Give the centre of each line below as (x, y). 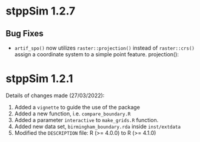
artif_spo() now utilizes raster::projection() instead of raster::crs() (105, 48)
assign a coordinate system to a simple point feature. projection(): (97, 54)
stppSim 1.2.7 (41, 11)
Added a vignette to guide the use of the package (77, 107)
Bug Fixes (25, 34)
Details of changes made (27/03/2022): (55, 95)
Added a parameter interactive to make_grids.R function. (86, 120)
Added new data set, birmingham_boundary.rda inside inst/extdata (98, 126)
